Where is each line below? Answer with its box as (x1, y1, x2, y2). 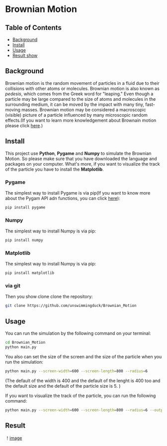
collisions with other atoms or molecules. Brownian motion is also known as (5, 85, 160, 91)
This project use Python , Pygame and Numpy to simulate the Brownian (5, 150, 152, 156)
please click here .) (5, 122, 43, 128)
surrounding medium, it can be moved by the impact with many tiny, (5, 101, 145, 107)
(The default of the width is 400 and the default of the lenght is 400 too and (5, 378, 161, 384)
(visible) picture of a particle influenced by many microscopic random (5, 112, 148, 118)
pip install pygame (5, 205, 46, 210)
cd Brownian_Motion (5, 340, 46, 345)
